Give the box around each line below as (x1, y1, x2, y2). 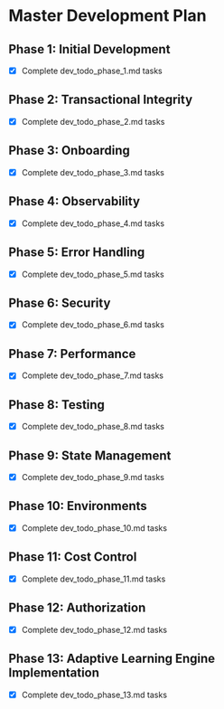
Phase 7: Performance (8, 345, 136, 362)
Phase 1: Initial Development (8, 42, 171, 57)
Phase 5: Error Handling (8, 245, 145, 260)
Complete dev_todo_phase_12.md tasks (21, 624, 168, 635)
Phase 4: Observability (8, 194, 141, 209)
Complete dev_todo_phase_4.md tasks (21, 218, 164, 229)
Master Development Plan (8, 5, 207, 26)
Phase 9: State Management (8, 448, 172, 463)
